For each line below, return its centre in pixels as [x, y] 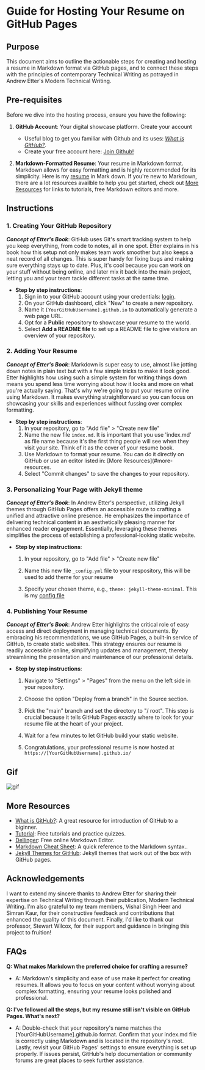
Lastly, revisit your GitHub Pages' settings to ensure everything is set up [106, 1047]
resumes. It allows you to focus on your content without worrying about [105, 984]
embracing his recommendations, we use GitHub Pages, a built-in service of [102, 638]
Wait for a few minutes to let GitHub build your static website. [101, 736]
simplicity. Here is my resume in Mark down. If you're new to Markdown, [106, 176]
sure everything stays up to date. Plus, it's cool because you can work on [99, 265]
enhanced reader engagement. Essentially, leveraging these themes [92, 529]
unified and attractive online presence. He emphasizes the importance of [98, 516]
